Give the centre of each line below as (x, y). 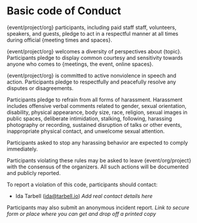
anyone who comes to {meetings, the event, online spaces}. (80, 64)
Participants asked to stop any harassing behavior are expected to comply (98, 142)
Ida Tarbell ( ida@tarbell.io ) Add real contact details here (84, 196)
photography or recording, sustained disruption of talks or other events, (94, 125)
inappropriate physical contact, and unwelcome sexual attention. (86, 131)
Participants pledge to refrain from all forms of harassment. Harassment (95, 100)
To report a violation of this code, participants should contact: (82, 184)
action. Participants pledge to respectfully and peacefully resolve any (92, 82)
